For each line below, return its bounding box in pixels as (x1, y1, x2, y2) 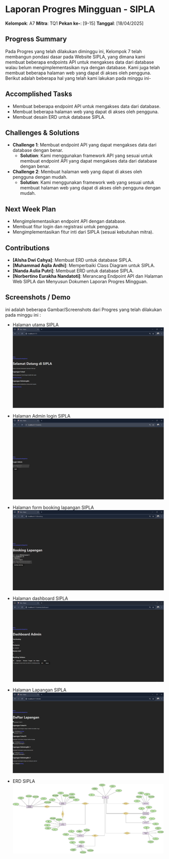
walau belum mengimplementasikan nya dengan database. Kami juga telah (5, 64, 160, 70)
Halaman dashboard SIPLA (12, 595, 68, 601)
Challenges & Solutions (5, 128, 79, 137)
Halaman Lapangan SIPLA (12, 687, 67, 693)
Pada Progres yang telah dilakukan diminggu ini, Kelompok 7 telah (5, 48, 142, 54)
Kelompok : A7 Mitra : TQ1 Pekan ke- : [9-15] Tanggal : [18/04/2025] (5, 20, 144, 26)
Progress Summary (5, 35, 67, 43)
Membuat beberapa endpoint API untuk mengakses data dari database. (12, 103, 161, 109)
